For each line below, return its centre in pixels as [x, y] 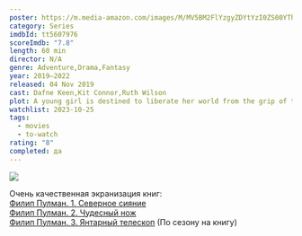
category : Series [42, 26]
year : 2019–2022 [40, 76]
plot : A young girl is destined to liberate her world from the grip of [148, 101]
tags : [19, 118]
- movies [34, 127]
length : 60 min [38, 51]
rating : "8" [31, 143]
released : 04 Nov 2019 [52, 84]
